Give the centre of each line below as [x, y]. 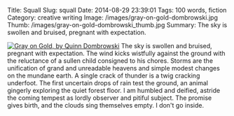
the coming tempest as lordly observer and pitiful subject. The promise [110, 98]
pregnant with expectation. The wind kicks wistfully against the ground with [116, 53]
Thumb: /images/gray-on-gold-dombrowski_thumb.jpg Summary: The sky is [117, 25]
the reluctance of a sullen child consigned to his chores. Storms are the [110, 61]
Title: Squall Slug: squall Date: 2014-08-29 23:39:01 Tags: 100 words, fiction [117, 10]
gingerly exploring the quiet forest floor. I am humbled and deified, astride [114, 90]
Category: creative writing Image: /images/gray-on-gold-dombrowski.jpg [113, 17]
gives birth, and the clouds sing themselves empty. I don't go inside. [106, 105]
